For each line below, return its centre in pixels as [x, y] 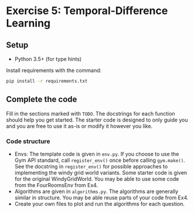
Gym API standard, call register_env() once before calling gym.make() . [100, 160]
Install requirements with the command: [54, 70]
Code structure [28, 141]
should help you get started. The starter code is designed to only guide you [97, 120]
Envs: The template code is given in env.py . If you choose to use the [97, 154]
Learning [28, 23]
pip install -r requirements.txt [47, 81]
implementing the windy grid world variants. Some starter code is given [101, 173]
